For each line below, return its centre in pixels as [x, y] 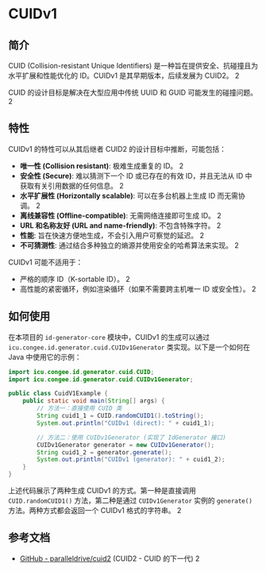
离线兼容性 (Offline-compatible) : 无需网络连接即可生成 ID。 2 [121, 215]
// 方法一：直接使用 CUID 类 [79, 409]
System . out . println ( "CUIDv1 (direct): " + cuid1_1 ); [126, 423]
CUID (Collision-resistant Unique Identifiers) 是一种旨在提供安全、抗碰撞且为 [133, 66]
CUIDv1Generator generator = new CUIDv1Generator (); [126, 445]
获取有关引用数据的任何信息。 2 [72, 185]
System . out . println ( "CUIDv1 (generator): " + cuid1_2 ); [131, 460]
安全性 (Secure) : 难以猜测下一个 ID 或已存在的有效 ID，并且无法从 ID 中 [136, 176]
